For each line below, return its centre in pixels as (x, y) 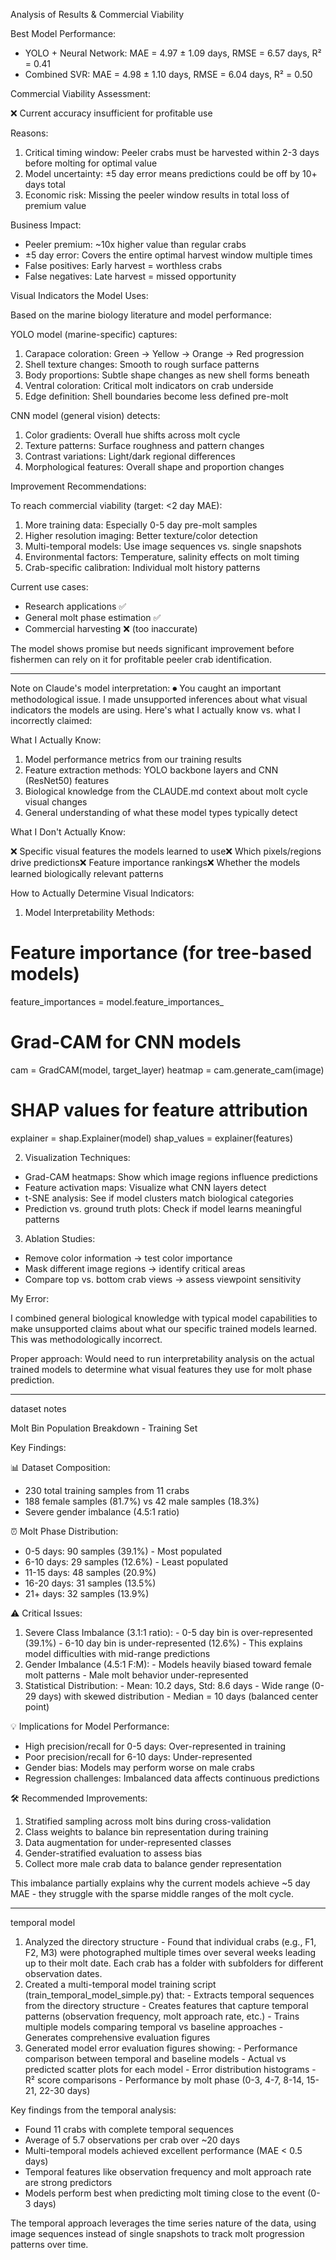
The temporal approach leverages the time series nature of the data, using (163, 2223)
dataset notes (38, 1408)
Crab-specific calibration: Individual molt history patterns (142, 567)
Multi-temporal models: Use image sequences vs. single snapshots (163, 546)
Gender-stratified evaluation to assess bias (113, 1853)
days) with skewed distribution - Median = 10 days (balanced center (178, 1696)
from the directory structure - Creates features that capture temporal (166, 2005)
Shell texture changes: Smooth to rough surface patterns (142, 364)
